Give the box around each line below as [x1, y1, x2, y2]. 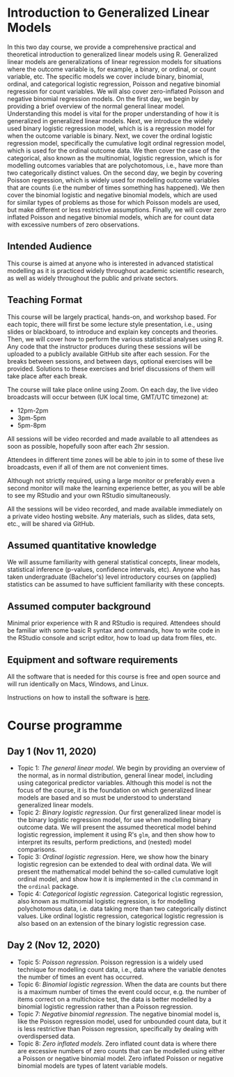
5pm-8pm [17, 421, 47, 429]
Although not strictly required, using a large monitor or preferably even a [7, 476, 215, 485]
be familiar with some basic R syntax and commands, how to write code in [7, 626, 221, 635]
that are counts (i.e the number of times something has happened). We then [7, 183, 225, 192]
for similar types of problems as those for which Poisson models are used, [7, 198, 221, 206]
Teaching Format [7, 294, 83, 306]
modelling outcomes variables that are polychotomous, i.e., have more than [7, 161, 224, 169]
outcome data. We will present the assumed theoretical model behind [17, 823, 217, 831]
